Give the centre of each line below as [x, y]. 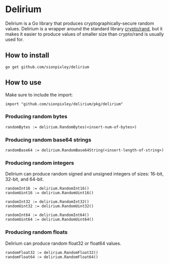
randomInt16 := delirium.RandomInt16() [47, 189]
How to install [27, 55]
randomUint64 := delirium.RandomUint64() [50, 219]
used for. [14, 39]
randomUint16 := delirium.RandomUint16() [50, 193]
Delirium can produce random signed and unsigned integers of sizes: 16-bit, [85, 174]
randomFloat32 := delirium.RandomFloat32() [52, 252]
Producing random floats [36, 232]
